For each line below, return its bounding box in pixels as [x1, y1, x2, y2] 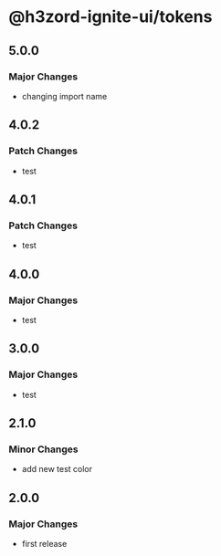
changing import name [21, 90, 108, 101]
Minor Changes [8, 443, 79, 456]
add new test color [21, 464, 93, 475]
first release [21, 539, 68, 549]
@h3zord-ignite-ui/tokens [8, 6, 213, 27]
